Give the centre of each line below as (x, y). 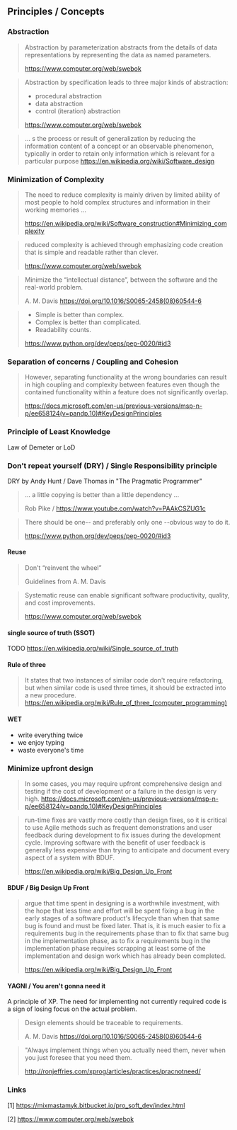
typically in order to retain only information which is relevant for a (120, 153)
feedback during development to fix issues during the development (123, 835)
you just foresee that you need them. (78, 1058)
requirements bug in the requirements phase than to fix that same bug (127, 933)
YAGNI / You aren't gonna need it (57, 986)
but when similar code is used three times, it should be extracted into (125, 688)
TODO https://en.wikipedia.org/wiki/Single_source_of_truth (93, 649)
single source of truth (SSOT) (51, 632)
